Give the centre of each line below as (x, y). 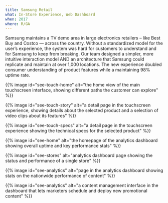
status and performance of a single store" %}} (53, 161)
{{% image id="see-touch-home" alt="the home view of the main (73, 85)
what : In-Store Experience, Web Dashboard (50, 14)
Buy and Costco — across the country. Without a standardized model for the (84, 43)
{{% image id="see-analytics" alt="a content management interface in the (82, 185)
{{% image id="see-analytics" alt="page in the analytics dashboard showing (84, 170)
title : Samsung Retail (29, 10)
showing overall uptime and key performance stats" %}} (63, 146)
